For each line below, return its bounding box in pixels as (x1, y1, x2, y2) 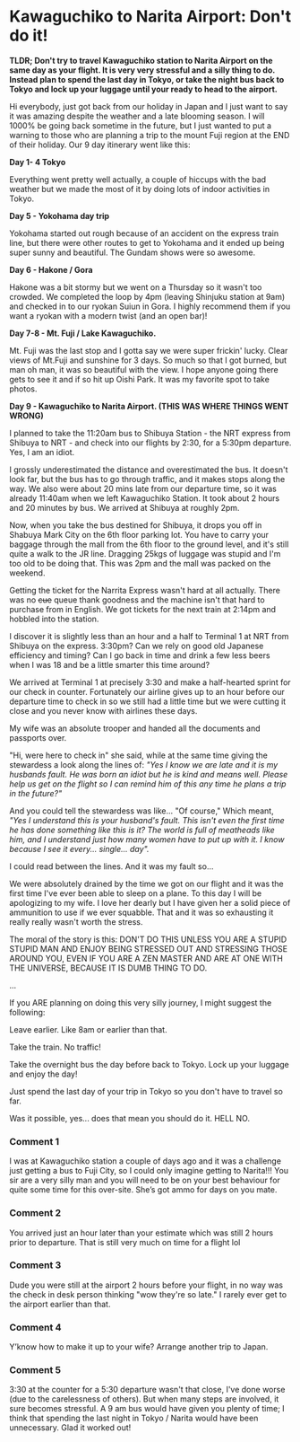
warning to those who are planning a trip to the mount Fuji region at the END (9, 129, 290, 140)
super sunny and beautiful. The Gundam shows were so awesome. (9, 247, 256, 258)
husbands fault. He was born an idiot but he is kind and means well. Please (9, 769, 288, 779)
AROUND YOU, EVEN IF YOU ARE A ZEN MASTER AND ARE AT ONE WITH (9, 953, 284, 963)
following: (9, 1007, 46, 1017)
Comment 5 (9, 1364, 61, 1376)
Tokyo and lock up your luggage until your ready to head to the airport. (9, 84, 278, 94)
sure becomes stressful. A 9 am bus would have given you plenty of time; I (9, 1403, 285, 1414)
